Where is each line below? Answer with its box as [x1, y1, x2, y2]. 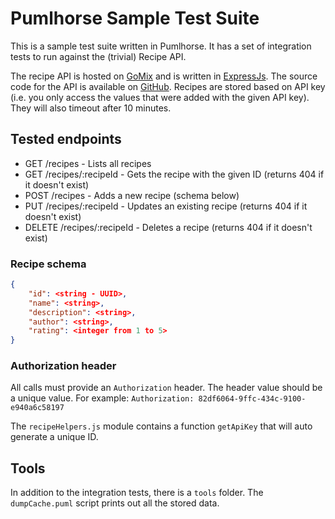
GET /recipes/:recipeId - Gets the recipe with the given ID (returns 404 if [24, 168, 325, 180]
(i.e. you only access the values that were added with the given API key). [10, 91, 310, 103]
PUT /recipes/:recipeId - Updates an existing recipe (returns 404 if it [24, 200, 308, 212]
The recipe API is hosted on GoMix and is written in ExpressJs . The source [10, 70, 318, 82]
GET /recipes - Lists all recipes [24, 157, 152, 169]
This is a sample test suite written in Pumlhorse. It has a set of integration [10, 40, 312, 52]
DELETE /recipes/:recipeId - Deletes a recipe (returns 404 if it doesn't [24, 221, 313, 233]
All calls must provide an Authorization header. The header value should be [10, 382, 323, 394]
